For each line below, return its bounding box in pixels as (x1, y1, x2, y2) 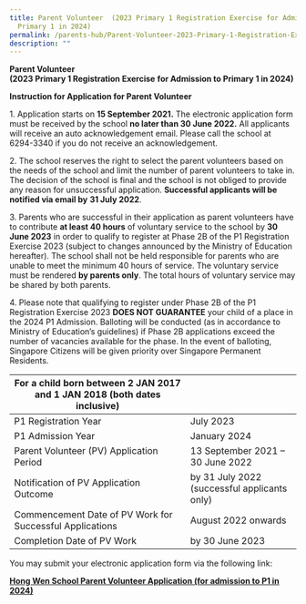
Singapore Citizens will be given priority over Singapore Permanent (9, 345, 261, 356)
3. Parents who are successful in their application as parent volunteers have (9, 211, 294, 223)
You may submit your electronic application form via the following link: (9, 558, 273, 569)
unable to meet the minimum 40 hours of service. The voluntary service (9, 261, 280, 271)
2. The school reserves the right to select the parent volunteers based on (9, 156, 284, 167)
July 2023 (189, 415, 235, 428)
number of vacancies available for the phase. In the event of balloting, (9, 336, 272, 347)
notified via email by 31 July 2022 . (9, 194, 142, 205)
